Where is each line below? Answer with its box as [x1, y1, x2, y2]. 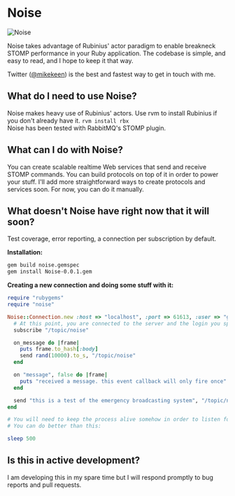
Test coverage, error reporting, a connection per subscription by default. [7, 234, 217, 243]
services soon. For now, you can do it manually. [7, 185, 145, 193]
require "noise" [7, 301, 55, 308]
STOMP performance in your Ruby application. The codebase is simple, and [7, 49, 226, 57]
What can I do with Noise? [7, 144, 124, 156]
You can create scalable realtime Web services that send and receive [7, 162, 207, 171]
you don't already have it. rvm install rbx [7, 116, 129, 125]
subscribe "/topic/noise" [13, 327, 90, 334]
